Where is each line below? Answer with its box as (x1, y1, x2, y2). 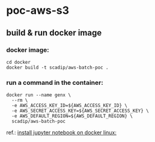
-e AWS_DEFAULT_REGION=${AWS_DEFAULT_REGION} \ (11, 113, 133, 119)
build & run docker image (6, 28, 102, 38)
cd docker (6, 59, 31, 65)
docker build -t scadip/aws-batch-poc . (6, 64, 109, 70)
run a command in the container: (6, 78, 103, 87)
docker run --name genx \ (6, 92, 71, 98)
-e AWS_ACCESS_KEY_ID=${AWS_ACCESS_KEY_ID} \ (11, 103, 128, 109)
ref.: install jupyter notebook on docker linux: (6, 129, 117, 136)
